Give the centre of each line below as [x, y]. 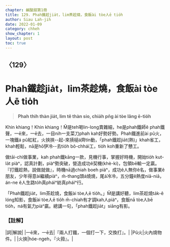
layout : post [19, 39]
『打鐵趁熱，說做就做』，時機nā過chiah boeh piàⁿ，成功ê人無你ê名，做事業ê [85, 170]
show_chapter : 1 [22, 34]
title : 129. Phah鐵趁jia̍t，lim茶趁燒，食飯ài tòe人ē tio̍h [64, 15]
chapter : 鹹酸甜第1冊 [26, 10]
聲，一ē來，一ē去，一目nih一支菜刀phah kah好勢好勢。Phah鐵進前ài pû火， [85, 133]
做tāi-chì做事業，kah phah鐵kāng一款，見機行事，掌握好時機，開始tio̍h [80, 157]
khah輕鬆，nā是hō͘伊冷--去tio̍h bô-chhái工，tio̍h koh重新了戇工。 [74, 146]
